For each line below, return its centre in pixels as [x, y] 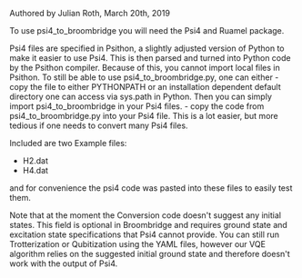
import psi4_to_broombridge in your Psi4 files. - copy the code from [137, 106]
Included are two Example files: [68, 143]
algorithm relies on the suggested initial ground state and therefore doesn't [150, 254]
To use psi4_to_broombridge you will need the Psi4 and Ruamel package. [147, 30]
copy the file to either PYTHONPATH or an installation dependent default [145, 87]
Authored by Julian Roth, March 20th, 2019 [90, 13]
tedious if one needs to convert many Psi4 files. [99, 125]
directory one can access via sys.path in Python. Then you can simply [141, 96]
